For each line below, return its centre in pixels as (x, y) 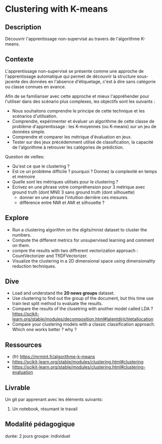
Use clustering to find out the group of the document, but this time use (83, 298)
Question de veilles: (25, 156)
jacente (13, 81)
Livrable (18, 388)
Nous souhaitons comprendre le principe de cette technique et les (78, 111)
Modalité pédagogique (40, 424)
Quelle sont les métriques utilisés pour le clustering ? (65, 181)
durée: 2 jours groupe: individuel (38, 436)
